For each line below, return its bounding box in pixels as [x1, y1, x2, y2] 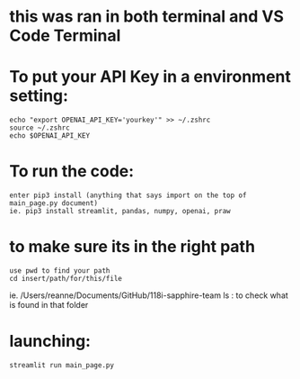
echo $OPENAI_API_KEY [9, 131, 91, 140]
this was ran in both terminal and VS [9, 6, 285, 27]
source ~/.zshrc [9, 123, 70, 132]
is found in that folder [9, 300, 89, 310]
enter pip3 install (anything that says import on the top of [9, 191, 247, 200]
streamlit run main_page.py [9, 360, 115, 370]
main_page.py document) [9, 199, 99, 208]
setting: [9, 86, 69, 106]
